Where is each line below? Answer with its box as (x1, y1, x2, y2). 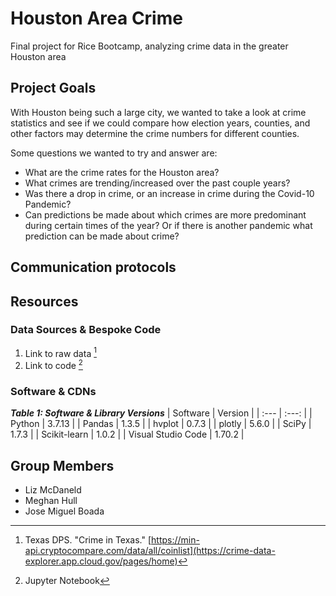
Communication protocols (10, 259, 177, 276)
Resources (10, 293, 79, 310)
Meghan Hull (24, 495, 78, 507)
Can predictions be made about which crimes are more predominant (24, 208, 307, 221)
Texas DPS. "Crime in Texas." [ (24, 534, 152, 546)
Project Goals (10, 80, 97, 97)
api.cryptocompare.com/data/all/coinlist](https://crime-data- (24, 545, 276, 557)
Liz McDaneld (24, 484, 82, 496)
